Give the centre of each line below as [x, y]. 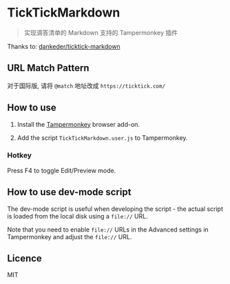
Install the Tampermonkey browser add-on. [78, 124]
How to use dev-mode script [69, 192]
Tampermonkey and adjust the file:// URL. [70, 236]
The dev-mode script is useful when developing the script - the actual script [115, 209]
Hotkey [20, 155]
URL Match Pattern [48, 68]
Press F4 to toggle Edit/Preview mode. [62, 170]
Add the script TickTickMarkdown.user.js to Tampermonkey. [102, 138]
